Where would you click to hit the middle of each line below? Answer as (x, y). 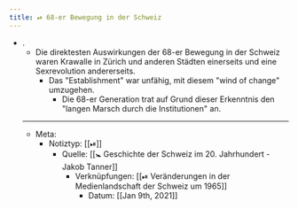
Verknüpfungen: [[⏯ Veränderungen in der (153, 176)
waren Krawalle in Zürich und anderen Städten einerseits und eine (156, 61)
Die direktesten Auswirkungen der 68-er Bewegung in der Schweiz (158, 52)
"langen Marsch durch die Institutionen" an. (141, 108)
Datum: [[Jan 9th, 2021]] (133, 195)
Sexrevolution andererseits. (85, 71)
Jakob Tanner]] (90, 166)
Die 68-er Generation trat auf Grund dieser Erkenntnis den (168, 99)
